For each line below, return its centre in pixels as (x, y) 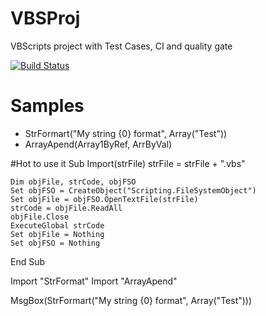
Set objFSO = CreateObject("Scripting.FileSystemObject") (133, 190)
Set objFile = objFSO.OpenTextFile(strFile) (104, 199)
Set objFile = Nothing (57, 234)
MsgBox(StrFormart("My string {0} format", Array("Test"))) (131, 300)
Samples (47, 106)
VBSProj (45, 18)
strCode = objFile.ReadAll (66, 208)
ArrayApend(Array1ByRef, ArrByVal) (98, 144)
